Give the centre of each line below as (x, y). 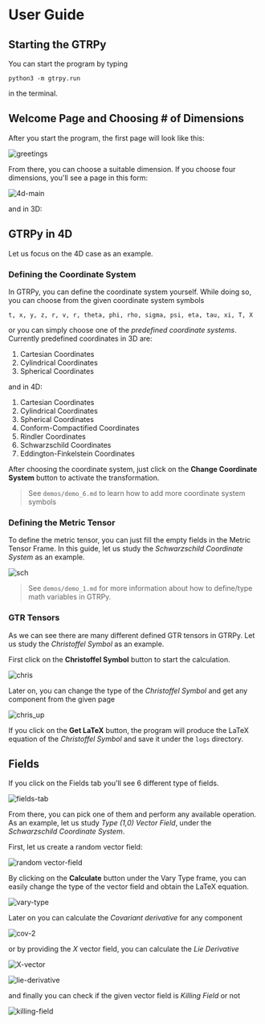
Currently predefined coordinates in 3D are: (80, 338)
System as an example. (47, 557)
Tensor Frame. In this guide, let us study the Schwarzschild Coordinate (126, 549)
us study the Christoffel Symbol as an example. (86, 644)
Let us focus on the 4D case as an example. (81, 253)
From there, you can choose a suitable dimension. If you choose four (122, 169)
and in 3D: (25, 209)
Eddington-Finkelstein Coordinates (77, 453)
